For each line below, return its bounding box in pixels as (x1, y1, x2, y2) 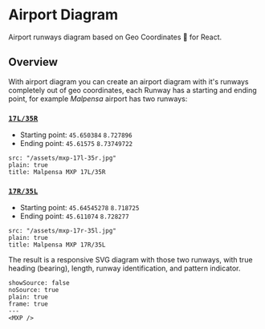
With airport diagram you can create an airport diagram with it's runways (8, 76, 249, 86)
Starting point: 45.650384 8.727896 (19, 130, 132, 140)
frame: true (8, 300, 48, 308)
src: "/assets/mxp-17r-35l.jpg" (8, 227, 116, 235)
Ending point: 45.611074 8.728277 (19, 211, 130, 221)
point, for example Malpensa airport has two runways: (8, 94, 188, 104)
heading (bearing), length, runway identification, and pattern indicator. (8, 263, 241, 274)
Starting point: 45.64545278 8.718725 (19, 203, 140, 213)
